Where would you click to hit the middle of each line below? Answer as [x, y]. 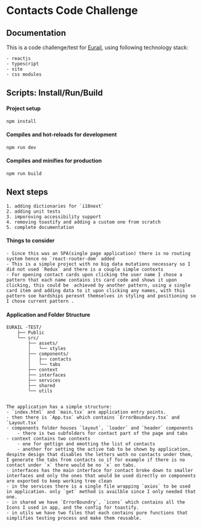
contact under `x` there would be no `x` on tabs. [71, 465]
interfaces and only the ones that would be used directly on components [101, 476]
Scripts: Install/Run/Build [54, 93]
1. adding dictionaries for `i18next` [55, 206]
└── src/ [28, 338]
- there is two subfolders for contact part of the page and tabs [103, 434]
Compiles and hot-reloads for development [62, 134]
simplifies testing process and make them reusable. [74, 519]
